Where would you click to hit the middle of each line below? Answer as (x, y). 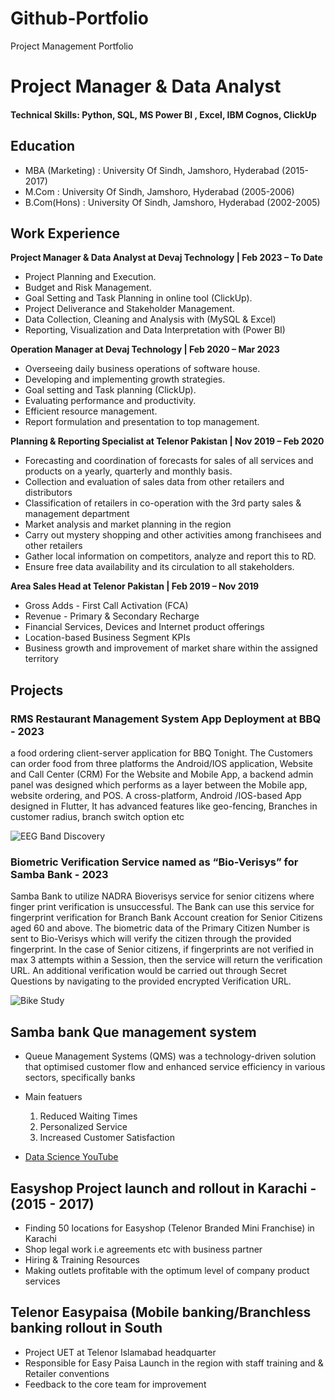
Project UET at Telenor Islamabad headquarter (120, 1352)
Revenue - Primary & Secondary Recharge (112, 616)
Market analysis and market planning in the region (128, 524)
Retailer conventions (67, 1373)
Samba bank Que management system (133, 1032)
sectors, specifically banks (80, 1078)
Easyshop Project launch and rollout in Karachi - (163, 1188)
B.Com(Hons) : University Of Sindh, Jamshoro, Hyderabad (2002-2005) (172, 202)
